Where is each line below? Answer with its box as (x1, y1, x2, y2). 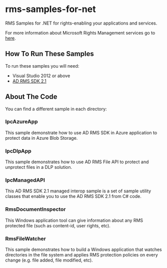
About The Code (5, 93, 57, 101)
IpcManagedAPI (5, 177, 45, 184)
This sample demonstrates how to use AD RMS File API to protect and (5, 159, 149, 165)
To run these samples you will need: (5, 63, 79, 69)
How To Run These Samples (5, 50, 94, 58)
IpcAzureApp (5, 118, 38, 125)
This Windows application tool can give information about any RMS (5, 217, 143, 223)
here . (5, 35, 16, 41)
